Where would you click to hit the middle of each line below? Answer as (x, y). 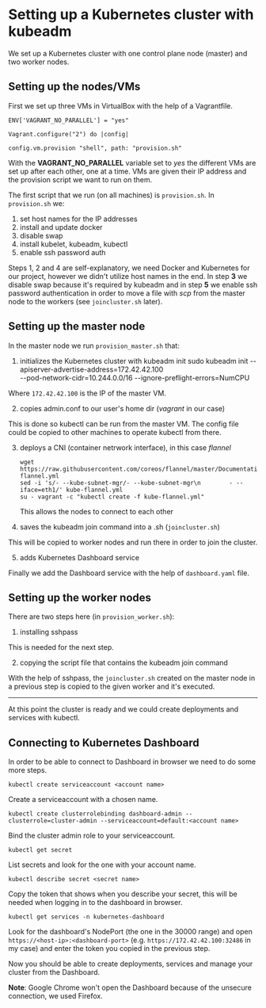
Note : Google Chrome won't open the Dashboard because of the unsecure (130, 987)
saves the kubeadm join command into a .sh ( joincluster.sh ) (120, 527)
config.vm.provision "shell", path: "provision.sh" (95, 148)
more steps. (28, 770)
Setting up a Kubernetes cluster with (131, 15)
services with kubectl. (44, 718)
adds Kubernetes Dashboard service (80, 557)
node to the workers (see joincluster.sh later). (85, 301)
